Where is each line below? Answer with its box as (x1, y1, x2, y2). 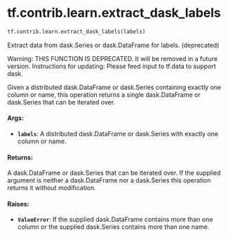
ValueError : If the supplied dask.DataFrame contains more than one (17, 216, 213, 224)
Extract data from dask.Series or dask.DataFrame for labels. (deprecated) (7, 41, 220, 49)
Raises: (7, 199, 29, 208)
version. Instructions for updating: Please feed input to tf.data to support (7, 62, 216, 70)
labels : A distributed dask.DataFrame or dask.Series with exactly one (17, 130, 219, 138)
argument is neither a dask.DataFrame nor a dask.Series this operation (7, 176, 212, 185)
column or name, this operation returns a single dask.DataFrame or (7, 90, 201, 99)
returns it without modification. (7, 184, 96, 192)
